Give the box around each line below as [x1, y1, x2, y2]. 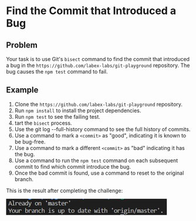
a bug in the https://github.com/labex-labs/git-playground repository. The [6, 62, 190, 69]
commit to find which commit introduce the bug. [14, 163, 131, 170]
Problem [6, 40, 38, 50]
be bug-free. [14, 138, 46, 145]
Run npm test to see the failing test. [14, 113, 101, 120]
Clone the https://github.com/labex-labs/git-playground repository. [14, 101, 183, 108]
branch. [14, 175, 34, 183]
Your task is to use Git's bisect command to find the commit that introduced [6, 56, 190, 62]
